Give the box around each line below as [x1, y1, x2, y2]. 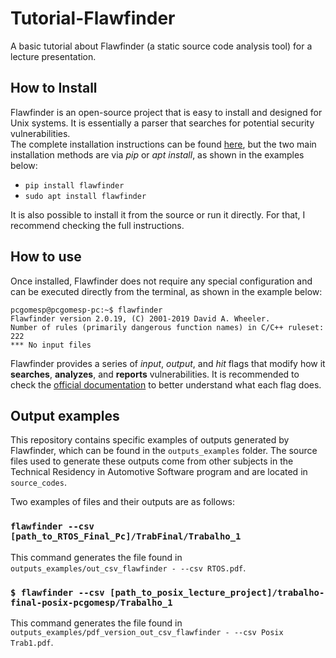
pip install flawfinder [24, 180, 125, 191]
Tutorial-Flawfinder [10, 7, 176, 30]
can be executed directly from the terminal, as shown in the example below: [10, 285, 323, 297]
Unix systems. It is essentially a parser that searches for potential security [10, 117, 315, 129]
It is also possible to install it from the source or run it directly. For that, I [10, 208, 306, 221]
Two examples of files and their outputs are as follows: [10, 496, 236, 508]
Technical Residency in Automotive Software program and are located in [10, 466, 308, 478]
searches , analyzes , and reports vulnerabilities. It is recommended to [10, 368, 300, 380]
